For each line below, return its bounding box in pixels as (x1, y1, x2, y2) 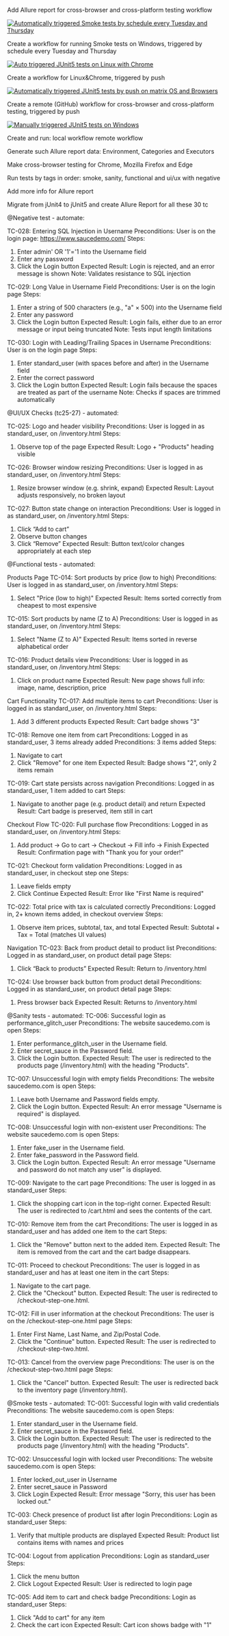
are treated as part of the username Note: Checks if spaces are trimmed (16, 388, 221, 396)
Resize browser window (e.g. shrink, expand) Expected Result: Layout (16, 484, 214, 492)
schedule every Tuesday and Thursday (7, 47, 117, 55)
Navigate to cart (16, 751, 63, 759)
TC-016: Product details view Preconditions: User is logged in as (7, 656, 189, 664)
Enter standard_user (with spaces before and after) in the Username (16, 359, 209, 367)
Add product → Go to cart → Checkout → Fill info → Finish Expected (16, 841, 209, 849)
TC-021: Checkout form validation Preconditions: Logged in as (7, 862, 183, 870)
